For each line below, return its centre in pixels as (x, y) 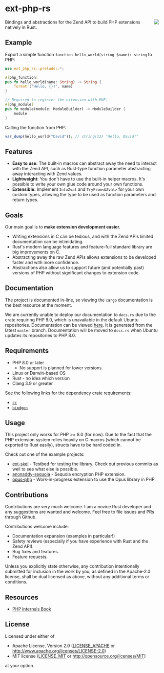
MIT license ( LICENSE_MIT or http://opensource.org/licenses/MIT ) (79, 656)
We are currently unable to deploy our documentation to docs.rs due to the (81, 314)
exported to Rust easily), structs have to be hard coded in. (63, 445)
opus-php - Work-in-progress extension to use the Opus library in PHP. (84, 479)
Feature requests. (30, 557)
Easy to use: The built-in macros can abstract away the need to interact (84, 163)
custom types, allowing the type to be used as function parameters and (84, 195)
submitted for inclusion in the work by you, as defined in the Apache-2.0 (78, 572)
